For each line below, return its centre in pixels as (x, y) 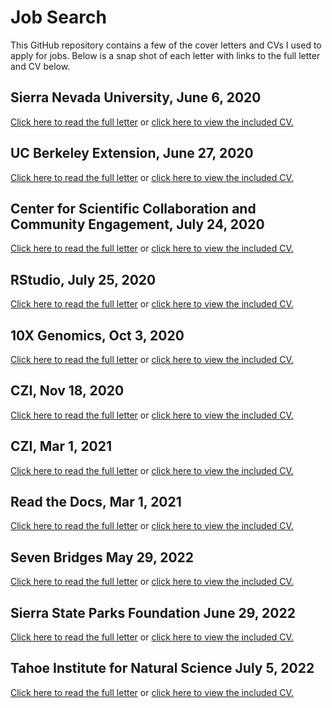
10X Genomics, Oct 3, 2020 (97, 335)
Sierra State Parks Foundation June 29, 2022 (153, 612)
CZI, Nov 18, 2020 (67, 391)
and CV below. (40, 66)
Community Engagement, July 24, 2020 (137, 224)
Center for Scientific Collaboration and (133, 208)
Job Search (58, 17)
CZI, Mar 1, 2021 (61, 446)
